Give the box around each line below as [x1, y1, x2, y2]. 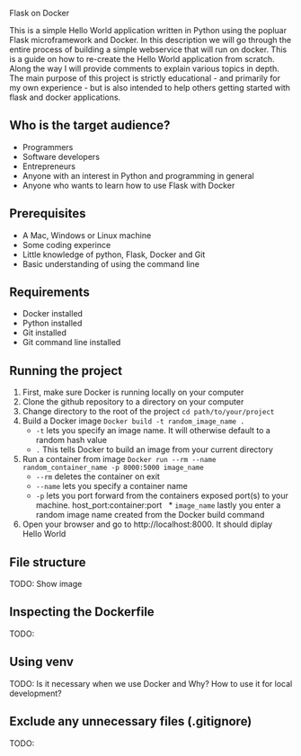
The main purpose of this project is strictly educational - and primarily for [9, 73, 281, 84]
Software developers [22, 151, 101, 162]
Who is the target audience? [9, 118, 171, 133]
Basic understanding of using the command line [22, 258, 200, 269]
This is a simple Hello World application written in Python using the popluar [9, 25, 288, 35]
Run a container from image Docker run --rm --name [22, 454, 217, 465]
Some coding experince [22, 239, 111, 250]
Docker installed [22, 308, 84, 319]
